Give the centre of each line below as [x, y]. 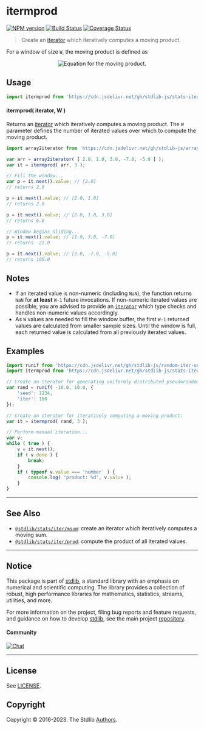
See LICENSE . [24, 685]
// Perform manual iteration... [47, 432]
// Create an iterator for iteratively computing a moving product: [95, 416]
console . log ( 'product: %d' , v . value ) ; [80, 478]
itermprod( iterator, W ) [36, 110]
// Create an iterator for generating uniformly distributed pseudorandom [103, 382]
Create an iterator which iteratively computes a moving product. [101, 40]
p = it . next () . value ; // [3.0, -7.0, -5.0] [62, 254]
